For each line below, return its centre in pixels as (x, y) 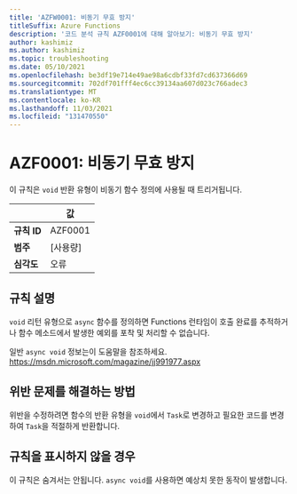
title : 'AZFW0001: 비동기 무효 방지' (72, 17)
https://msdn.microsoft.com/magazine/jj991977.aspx (105, 362)
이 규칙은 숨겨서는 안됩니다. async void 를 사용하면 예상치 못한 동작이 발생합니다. (148, 480)
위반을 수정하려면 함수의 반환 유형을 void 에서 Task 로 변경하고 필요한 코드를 (139, 415)
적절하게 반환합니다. (86, 426)
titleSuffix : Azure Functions (65, 26)
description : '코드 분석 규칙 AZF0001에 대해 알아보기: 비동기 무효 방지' (132, 34)
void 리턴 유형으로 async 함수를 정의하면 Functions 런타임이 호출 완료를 (133, 322)
